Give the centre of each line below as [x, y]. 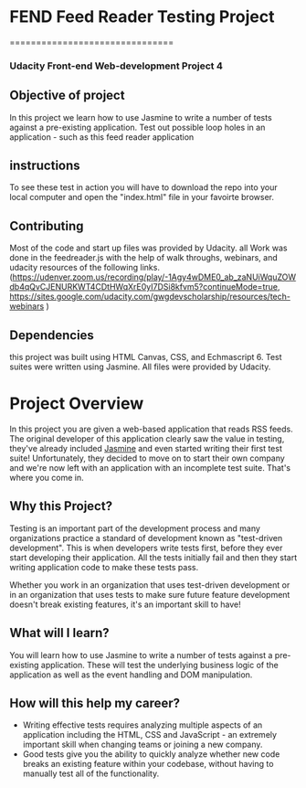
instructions [45, 166]
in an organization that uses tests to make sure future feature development [150, 594]
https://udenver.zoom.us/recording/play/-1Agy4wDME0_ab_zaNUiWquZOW [154, 277]
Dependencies [52, 335]
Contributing [47, 226]
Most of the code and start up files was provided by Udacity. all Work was [148, 248]
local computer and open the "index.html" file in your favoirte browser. [142, 197]
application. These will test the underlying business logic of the [159, 665]
